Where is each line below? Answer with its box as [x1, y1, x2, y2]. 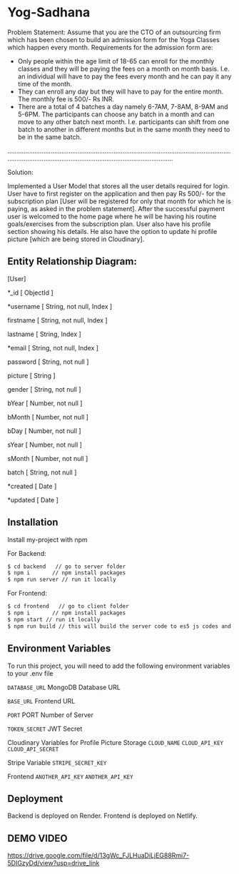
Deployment [7, 793, 63, 805]
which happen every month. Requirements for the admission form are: [7, 43, 213, 51]
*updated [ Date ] [7, 495, 59, 504]
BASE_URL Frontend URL [7, 696, 76, 705]
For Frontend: [7, 589, 48, 598]
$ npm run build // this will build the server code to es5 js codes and [7, 622, 232, 630]
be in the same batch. [17, 133, 82, 141]
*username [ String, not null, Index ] [7, 302, 113, 310]
